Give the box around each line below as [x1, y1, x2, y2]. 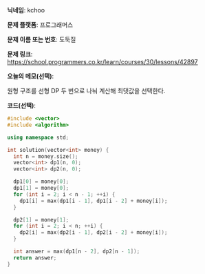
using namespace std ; [7, 134, 69, 141]
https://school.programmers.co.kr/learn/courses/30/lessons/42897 [7, 58, 198, 66]
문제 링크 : [7, 50, 33, 58]
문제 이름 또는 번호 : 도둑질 [7, 35, 76, 43]
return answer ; [13, 254, 57, 261]
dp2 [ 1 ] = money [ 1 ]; [13, 216, 69, 223]
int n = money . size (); [13, 153, 78, 160]
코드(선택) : [7, 101, 36, 109]
